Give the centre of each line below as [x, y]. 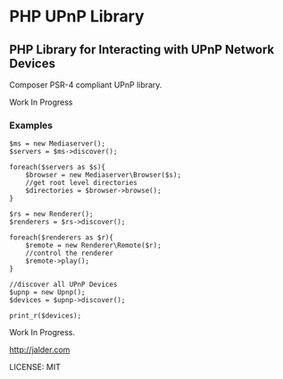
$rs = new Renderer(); [51, 215]
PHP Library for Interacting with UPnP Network [142, 50]
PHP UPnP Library [77, 17]
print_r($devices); [46, 316]
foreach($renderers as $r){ [62, 238]
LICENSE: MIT [35, 367]
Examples [31, 125]
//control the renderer [70, 253]
